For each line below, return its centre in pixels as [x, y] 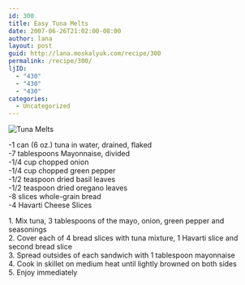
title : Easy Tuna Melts [49, 23]
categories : [28, 99]
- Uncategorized [43, 106]
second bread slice [41, 247]
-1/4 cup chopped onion [49, 162]
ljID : [17, 69]
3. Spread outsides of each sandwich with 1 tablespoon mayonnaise [122, 255]
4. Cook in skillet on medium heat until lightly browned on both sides [122, 264]
